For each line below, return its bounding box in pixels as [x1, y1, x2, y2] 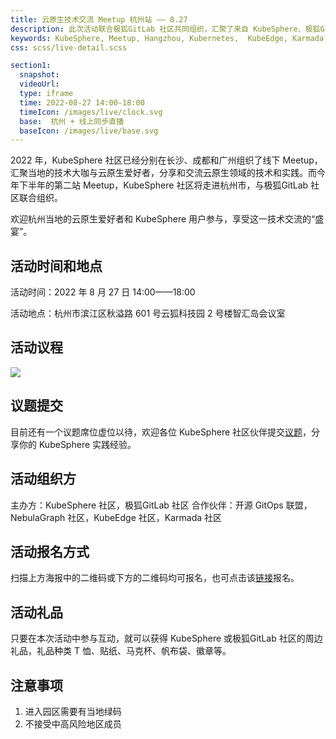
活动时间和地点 [10, 257, 103, 275]
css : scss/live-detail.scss [10, 42, 128, 53]
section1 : [10, 61, 52, 71]
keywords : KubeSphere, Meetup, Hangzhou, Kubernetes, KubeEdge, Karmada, [10, 33, 329, 43]
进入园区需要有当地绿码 [24, 705, 122, 717]
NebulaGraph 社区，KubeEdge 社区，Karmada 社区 [10, 511, 223, 523]
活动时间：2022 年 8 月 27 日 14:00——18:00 [10, 286, 196, 298]
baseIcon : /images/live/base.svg [19, 126, 159, 136]
